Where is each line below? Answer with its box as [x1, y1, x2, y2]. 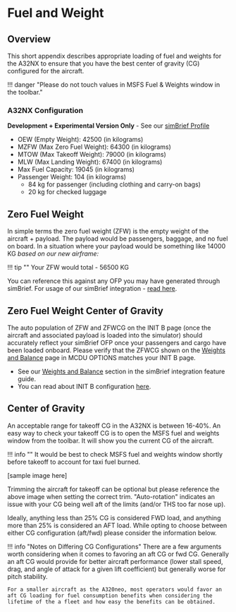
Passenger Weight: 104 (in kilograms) [17, 173, 127, 181]
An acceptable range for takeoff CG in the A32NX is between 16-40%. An [7, 421, 221, 430]
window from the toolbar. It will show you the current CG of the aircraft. [7, 436, 214, 445]
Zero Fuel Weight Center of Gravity [7, 305, 163, 317]
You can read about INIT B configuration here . [17, 382, 151, 390]
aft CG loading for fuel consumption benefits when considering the [7, 592, 213, 599]
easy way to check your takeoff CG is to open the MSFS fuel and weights [7, 428, 220, 437]
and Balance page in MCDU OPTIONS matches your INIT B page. [7, 353, 196, 361]
